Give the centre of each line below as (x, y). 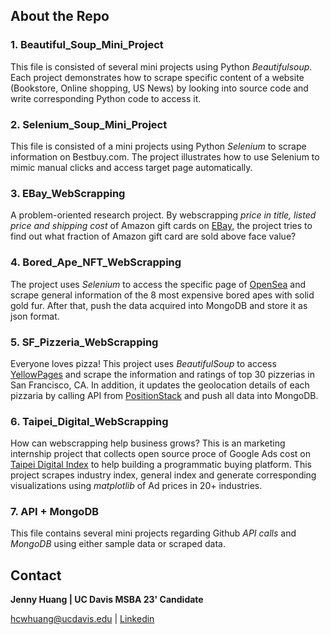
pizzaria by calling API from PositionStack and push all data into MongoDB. (164, 395)
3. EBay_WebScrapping (68, 193)
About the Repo (60, 16)
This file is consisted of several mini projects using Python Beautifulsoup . (161, 66)
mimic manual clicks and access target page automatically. (131, 167)
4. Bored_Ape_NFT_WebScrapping (96, 262)
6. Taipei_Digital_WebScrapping (89, 421)
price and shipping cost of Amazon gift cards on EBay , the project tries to (161, 226)
